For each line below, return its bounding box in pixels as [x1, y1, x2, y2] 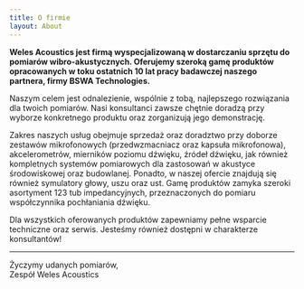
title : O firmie [9, 13, 71, 23]
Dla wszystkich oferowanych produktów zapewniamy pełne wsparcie [9, 214, 267, 225]
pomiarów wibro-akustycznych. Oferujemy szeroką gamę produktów [9, 56, 274, 67]
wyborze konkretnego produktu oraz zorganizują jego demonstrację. [9, 112, 265, 123]
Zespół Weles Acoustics [9, 268, 100, 280]
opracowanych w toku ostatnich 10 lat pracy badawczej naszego [9, 65, 258, 77]
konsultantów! [9, 233, 62, 244]
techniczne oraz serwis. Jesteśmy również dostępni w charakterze [9, 223, 259, 235]
